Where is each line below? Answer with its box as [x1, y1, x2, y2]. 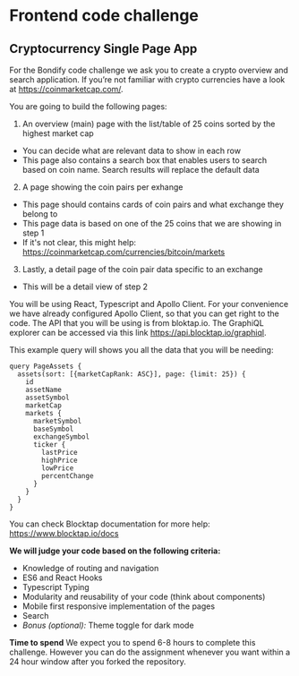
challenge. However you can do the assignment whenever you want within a [9, 646, 291, 657]
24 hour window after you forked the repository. [9, 656, 186, 667]
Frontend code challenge [9, 5, 200, 26]
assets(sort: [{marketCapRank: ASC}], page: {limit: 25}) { [17, 370, 246, 379]
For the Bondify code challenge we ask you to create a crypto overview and [9, 64, 289, 75]
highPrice [41, 456, 78, 465]
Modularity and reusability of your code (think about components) [21, 592, 266, 602]
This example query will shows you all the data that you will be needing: [9, 345, 274, 355]
